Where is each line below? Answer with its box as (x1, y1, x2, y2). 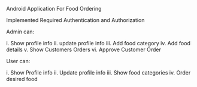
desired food (6, 76, 38, 82)
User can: (6, 58, 31, 64)
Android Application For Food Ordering (6, 5, 102, 12)
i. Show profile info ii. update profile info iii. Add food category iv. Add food (6, 40, 190, 46)
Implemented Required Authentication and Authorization (6, 17, 145, 23)
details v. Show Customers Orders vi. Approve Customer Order (6, 46, 162, 53)
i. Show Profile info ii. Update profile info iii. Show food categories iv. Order (6, 69, 191, 76)
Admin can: (6, 28, 35, 35)
